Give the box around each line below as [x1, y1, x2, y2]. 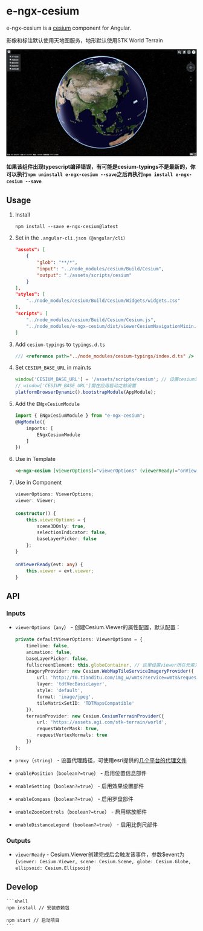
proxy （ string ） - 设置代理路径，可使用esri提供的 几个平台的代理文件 [14, 756, 187, 763]
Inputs [6, 609, 26, 618]
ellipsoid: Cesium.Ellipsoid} [14, 865, 92, 872]
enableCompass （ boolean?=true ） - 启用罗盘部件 [14, 795, 134, 802]
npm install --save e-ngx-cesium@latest [14, 224, 118, 230]
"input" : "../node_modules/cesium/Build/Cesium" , [37, 266, 164, 272]
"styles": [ [14, 292, 45, 298]
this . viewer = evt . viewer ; [26, 567, 94, 574]
